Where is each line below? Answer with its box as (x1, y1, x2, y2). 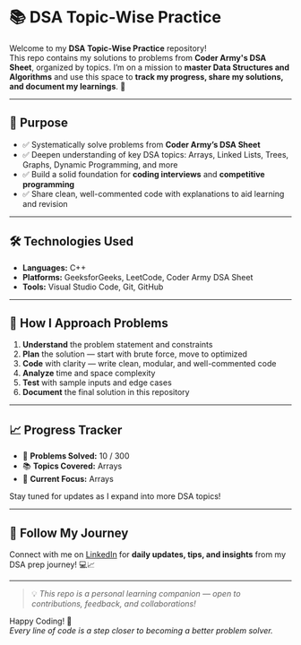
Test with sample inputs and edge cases (21, 377, 172, 388)
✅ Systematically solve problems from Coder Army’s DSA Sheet (21, 139, 262, 150)
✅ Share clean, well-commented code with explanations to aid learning (21, 188, 285, 199)
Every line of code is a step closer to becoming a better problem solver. (9, 625, 273, 636)
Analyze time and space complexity (21, 368, 156, 379)
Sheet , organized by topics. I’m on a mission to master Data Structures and (9, 62, 289, 73)
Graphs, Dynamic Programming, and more (21, 159, 178, 170)
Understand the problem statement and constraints (21, 340, 213, 350)
